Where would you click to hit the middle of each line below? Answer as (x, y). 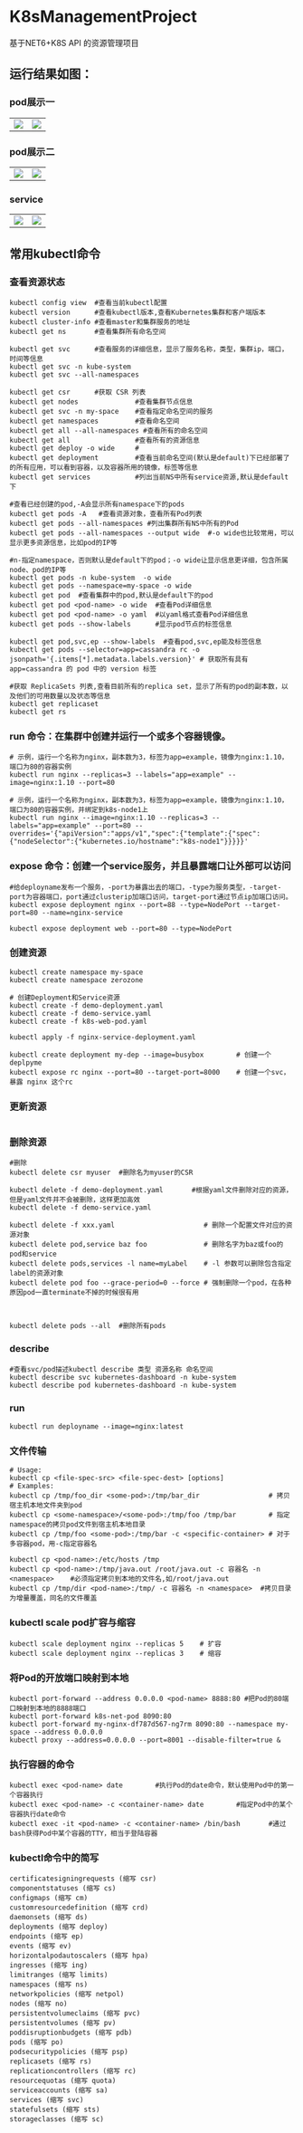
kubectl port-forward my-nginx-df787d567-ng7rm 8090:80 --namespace (141, 1724)
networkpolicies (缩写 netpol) (67, 1994)
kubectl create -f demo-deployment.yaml (87, 1005)
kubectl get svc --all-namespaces (75, 374)
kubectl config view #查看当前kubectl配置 (88, 302)
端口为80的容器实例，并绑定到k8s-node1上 (79, 810)
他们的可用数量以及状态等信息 (63, 696)
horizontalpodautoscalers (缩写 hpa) (79, 1956)
